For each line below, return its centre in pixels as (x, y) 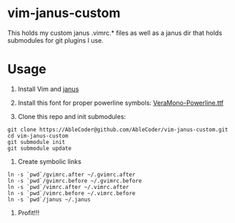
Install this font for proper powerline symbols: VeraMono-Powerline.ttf (120, 103)
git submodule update (40, 148)
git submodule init (36, 142)
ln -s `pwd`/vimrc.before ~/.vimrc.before (71, 193)
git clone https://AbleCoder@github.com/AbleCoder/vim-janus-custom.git (118, 130)
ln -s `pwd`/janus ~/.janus (49, 199)
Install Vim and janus (48, 89)
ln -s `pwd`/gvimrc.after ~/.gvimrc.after (71, 175)
